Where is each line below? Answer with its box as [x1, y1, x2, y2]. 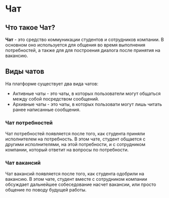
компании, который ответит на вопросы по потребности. [5, 147, 129, 153]
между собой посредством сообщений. [12, 95, 100, 102]
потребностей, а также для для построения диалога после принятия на [5, 47, 160, 53]
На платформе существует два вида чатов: [5, 80, 99, 86]
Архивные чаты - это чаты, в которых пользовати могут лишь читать [12, 101, 162, 107]
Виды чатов [5, 67, 45, 76]
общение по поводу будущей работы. [5, 187, 87, 193]
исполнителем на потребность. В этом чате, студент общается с [5, 136, 146, 142]
